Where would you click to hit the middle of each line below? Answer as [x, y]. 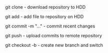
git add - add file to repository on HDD [44, 16]
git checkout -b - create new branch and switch [54, 45]
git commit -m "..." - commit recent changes [50, 26]
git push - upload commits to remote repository [54, 36]
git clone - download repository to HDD [46, 7]
